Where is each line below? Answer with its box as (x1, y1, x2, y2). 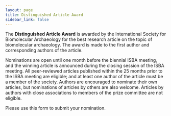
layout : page (5, 7, 33, 13)
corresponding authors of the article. (5, 47, 83, 54)
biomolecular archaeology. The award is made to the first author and (5, 42, 150, 48)
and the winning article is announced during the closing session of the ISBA (5, 62, 164, 69)
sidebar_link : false (5, 17, 50, 22)
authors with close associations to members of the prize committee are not (5, 90, 163, 96)
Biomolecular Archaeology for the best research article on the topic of (5, 36, 153, 42)
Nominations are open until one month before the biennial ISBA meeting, (5, 57, 157, 63)
